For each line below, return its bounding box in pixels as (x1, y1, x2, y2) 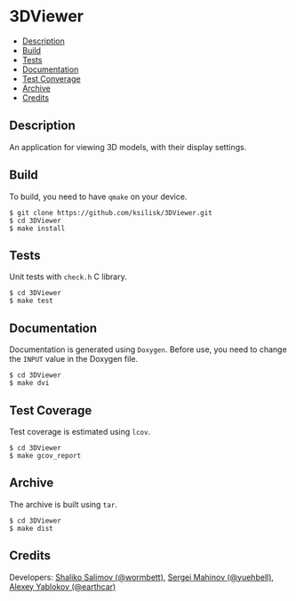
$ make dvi (9, 379, 50, 388)
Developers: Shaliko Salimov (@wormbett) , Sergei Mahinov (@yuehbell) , (9, 572, 274, 582)
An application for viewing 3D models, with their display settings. (9, 141, 247, 152)
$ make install (9, 224, 66, 233)
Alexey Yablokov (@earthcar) (9, 581, 116, 592)
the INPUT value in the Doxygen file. (9, 354, 139, 365)
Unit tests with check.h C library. (9, 271, 127, 282)
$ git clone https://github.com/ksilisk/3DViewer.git (9, 208, 213, 217)
